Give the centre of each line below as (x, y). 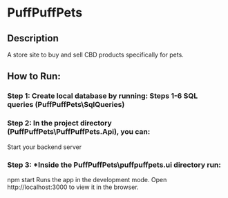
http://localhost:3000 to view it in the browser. (73, 187)
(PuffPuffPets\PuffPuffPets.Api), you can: (79, 132)
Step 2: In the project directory (59, 123)
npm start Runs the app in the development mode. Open (87, 179)
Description (33, 38)
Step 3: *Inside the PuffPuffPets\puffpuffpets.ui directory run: (114, 165)
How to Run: (34, 76)
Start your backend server (44, 147)
